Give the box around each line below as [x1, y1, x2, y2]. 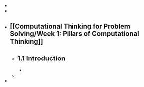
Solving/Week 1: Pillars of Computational [9, 30, 139, 38]
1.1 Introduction [17, 54, 66, 62]
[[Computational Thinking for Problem [9, 22, 131, 30]
